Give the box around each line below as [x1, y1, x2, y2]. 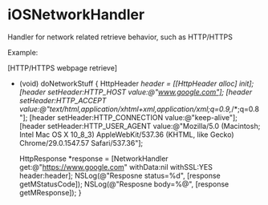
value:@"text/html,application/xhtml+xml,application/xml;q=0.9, [18, 104, 232, 114]
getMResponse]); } [18, 187, 82, 197]
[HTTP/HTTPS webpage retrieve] [7, 62, 118, 73]
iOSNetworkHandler [7, 6, 145, 24]
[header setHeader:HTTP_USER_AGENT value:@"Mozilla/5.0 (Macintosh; [18, 121, 261, 131]
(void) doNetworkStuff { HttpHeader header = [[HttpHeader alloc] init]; [18, 78, 254, 88]
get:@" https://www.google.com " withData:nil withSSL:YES [18, 162, 213, 171]
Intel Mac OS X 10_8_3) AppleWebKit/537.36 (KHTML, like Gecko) [18, 130, 234, 139]
